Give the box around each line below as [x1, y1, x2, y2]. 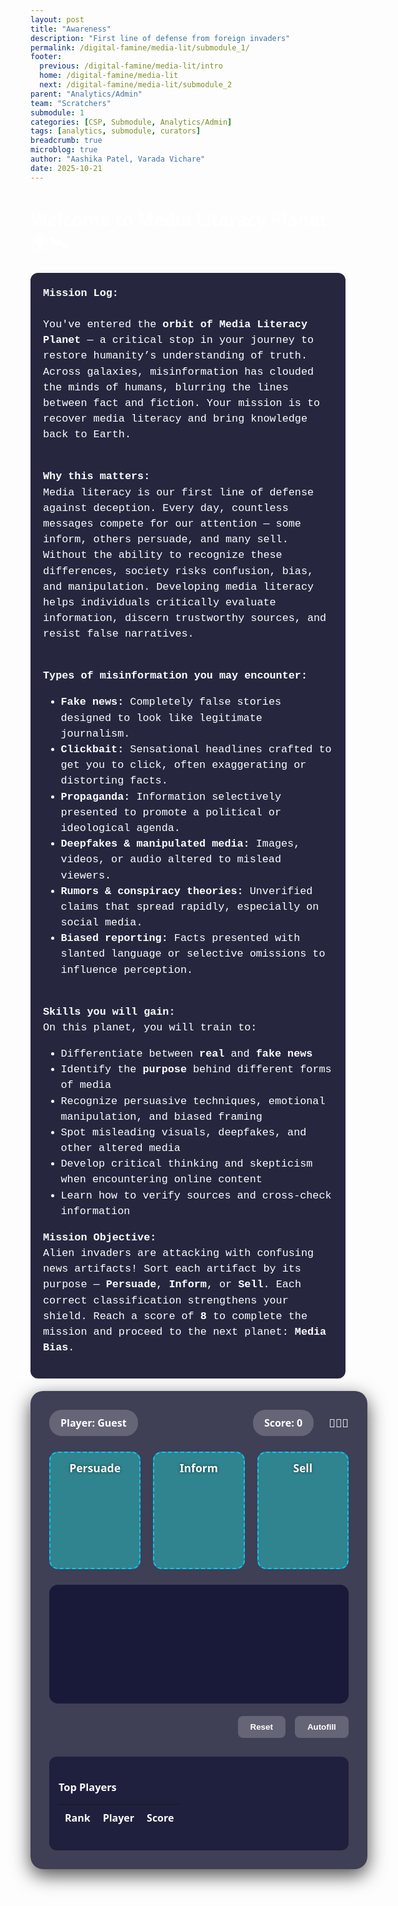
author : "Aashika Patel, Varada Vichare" [30, 154, 206, 164]
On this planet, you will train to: [43, 1021, 258, 1034]
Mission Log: [43, 286, 119, 300]
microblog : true [30, 145, 98, 155]
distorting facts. [60, 774, 168, 788]
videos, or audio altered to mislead [60, 853, 282, 866]
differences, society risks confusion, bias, [43, 564, 315, 578]
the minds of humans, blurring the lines [43, 381, 289, 394]
